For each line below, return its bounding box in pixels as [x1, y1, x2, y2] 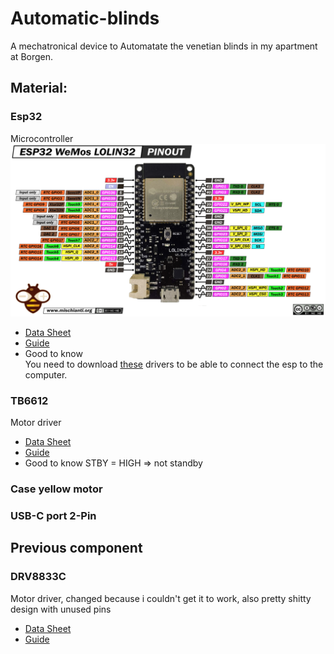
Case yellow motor [10, 482, 103, 496]
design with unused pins [10, 603, 112, 615]
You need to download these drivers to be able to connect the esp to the [24, 358, 324, 370]
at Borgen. [10, 50, 54, 62]
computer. [24, 368, 68, 381]
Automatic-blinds [10, 7, 160, 30]
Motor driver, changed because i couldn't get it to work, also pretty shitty [10, 592, 312, 604]
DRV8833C [10, 570, 67, 584]
